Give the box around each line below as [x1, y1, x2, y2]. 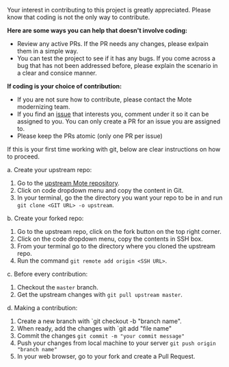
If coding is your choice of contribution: [7, 82, 122, 90]
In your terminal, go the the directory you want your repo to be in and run [16, 193, 224, 202]
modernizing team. [16, 103, 70, 110]
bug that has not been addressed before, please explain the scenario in [16, 62, 218, 69]
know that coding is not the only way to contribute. [7, 13, 150, 21]
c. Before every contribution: [7, 270, 88, 278]
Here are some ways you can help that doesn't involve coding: [7, 27, 188, 34]
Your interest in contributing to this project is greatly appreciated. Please [7, 6, 211, 14]
